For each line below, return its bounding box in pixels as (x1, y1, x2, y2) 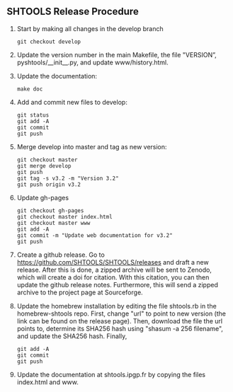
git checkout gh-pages (16, 207, 84, 214)
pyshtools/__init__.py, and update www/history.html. (16, 58, 169, 67)
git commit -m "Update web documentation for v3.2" (16, 231, 173, 239)
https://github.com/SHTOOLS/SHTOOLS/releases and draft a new (16, 258, 210, 266)
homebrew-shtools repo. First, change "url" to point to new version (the (16, 309, 226, 318)
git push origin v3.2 (16, 180, 81, 188)
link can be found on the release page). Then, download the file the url (16, 316, 223, 325)
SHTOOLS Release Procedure (6, 6, 139, 18)
